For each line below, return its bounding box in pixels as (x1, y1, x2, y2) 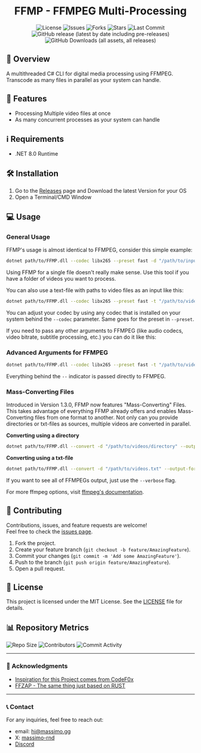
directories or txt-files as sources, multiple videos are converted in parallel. (6, 420, 191, 427)
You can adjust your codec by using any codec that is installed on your (6, 309, 181, 316)
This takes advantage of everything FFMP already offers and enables (6, 408, 176, 415)
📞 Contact (6, 702, 34, 711)
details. (6, 605, 25, 612)
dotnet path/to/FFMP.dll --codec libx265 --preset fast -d (6, 257, 157, 264)
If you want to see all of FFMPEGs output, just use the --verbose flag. (6, 476, 176, 484)
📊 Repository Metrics (6, 623, 89, 633)
